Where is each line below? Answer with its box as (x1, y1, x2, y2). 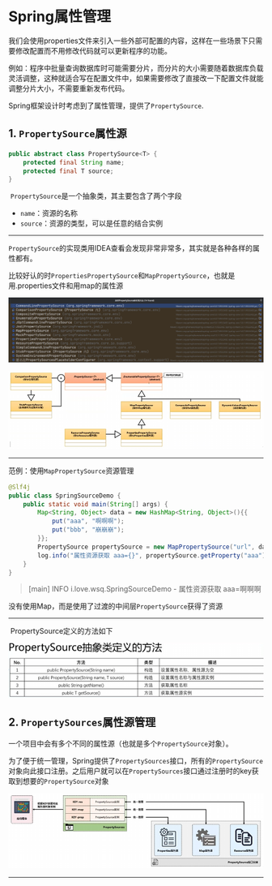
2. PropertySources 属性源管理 (8, 716, 156, 729)
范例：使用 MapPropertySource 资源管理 (8, 466, 134, 475)
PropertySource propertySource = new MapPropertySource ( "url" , (37, 543, 255, 551)
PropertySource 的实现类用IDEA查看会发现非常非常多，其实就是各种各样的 (8, 243, 253, 253)
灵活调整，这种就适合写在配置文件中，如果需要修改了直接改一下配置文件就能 (8, 73, 264, 83)
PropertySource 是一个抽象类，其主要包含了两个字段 (10, 191, 182, 201)
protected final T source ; (23, 167, 114, 175)
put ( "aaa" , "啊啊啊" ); (51, 517, 125, 526)
